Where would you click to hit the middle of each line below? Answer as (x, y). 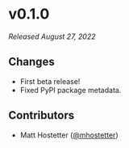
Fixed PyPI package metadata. (71, 90)
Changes (31, 62)
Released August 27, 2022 (52, 36)
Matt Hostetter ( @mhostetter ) (69, 135)
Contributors (42, 115)
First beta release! (50, 81)
